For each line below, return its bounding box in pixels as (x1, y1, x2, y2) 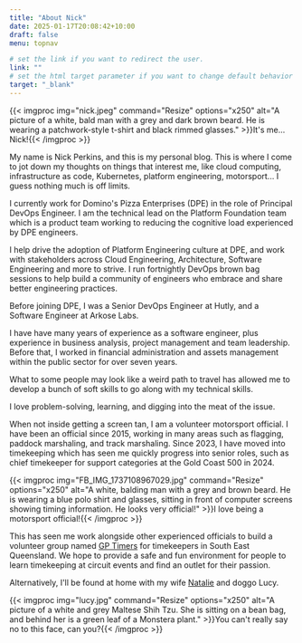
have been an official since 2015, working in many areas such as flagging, (9, 427, 284, 439)
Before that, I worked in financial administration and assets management (9, 346, 278, 358)
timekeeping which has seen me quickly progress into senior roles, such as (9, 447, 289, 458)
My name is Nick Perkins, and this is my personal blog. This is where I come (9, 151, 292, 162)
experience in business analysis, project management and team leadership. (9, 337, 291, 348)
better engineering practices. (9, 283, 118, 293)
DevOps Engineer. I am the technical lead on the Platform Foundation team (9, 207, 288, 218)
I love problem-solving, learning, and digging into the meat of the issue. (9, 400, 276, 412)
